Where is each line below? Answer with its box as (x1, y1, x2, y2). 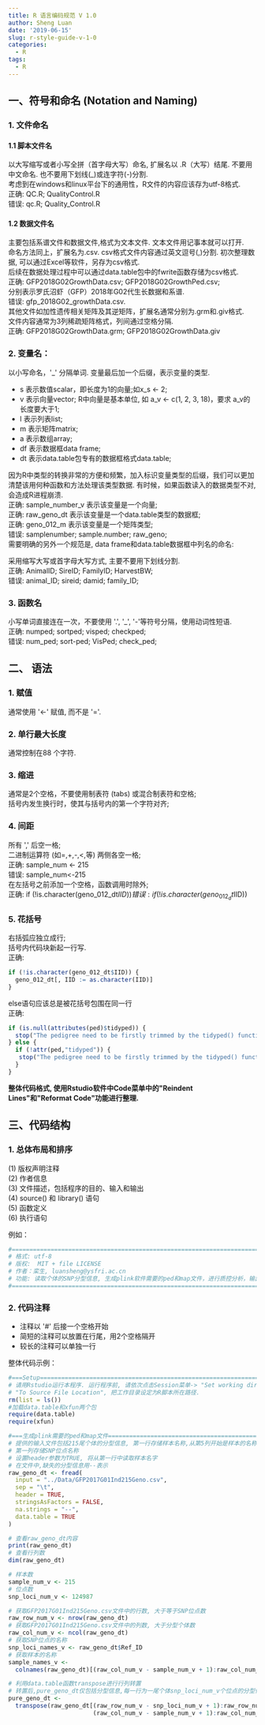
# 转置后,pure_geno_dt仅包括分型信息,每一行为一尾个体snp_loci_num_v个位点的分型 (8, 1687, 256, 1695)
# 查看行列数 (8, 1549, 45, 1557)
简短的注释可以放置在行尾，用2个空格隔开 (19, 1331, 156, 1341)
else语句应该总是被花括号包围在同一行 (8, 998, 132, 1008)
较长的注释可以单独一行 (19, 1341, 96, 1351)
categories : (8, 41, 47, 49)
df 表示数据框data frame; (19, 443, 101, 453)
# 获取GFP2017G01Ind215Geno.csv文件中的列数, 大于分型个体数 (8, 1622, 196, 1630)
